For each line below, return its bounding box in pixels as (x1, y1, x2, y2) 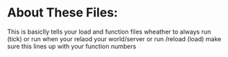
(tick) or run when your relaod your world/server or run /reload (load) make (7, 34, 222, 43)
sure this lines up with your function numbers (7, 42, 137, 50)
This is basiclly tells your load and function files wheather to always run (7, 27, 211, 36)
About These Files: (7, 5, 119, 21)
